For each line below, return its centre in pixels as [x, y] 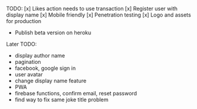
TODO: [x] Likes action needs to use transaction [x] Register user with [92, 9]
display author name [40, 55]
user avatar [29, 74]
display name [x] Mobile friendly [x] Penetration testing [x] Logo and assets [99, 15]
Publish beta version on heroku [53, 33]
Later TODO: [21, 44]
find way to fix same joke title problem [62, 100]
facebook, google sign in [45, 68]
